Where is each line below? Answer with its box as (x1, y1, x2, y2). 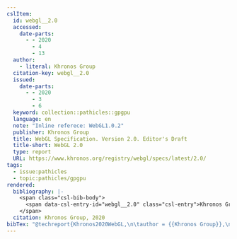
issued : (13, 76, 36, 83)
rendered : (6, 181, 36, 188)
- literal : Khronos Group (19, 63, 96, 70)
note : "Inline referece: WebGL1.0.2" (13, 122, 125, 129)
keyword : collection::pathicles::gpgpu (13, 109, 131, 116)
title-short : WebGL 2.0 (13, 142, 83, 149)
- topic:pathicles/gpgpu (13, 175, 86, 182)
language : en (13, 115, 52, 122)
